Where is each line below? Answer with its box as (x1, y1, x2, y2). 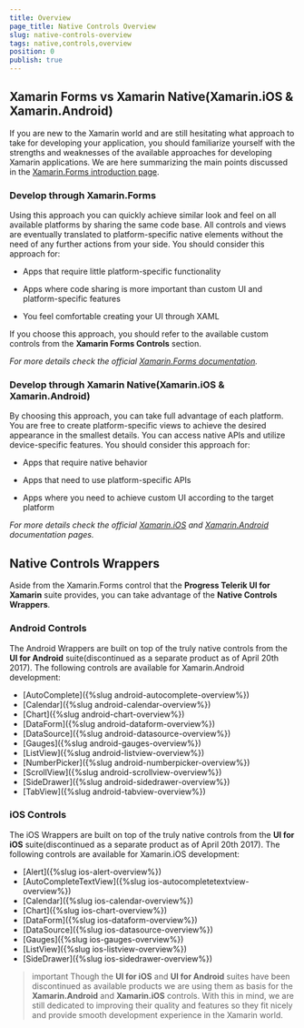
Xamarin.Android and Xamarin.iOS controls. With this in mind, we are (31, 990, 295, 1001)
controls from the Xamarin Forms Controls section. (9, 338, 202, 349)
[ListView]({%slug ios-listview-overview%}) (22, 943, 188, 954)
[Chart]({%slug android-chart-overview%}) (22, 709, 185, 720)
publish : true (9, 55, 64, 65)
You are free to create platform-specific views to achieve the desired (9, 420, 267, 431)
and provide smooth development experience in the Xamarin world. (31, 1009, 284, 1020)
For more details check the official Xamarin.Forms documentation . (9, 356, 259, 367)
